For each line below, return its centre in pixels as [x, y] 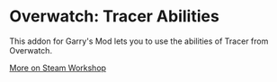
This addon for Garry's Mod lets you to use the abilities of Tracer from [139, 41]
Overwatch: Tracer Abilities [115, 16]
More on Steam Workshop [58, 68]
